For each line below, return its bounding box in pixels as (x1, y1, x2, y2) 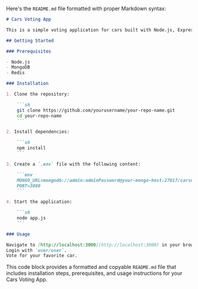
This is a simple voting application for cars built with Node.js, (6, 27, 176, 33)
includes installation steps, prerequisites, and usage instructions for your (6, 270, 183, 277)
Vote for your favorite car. (6, 253, 78, 259)
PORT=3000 (16, 183, 41, 189)
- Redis (6, 70, 25, 76)
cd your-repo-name (16, 113, 62, 119)
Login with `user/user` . (6, 247, 67, 253)
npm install (16, 145, 46, 151)
